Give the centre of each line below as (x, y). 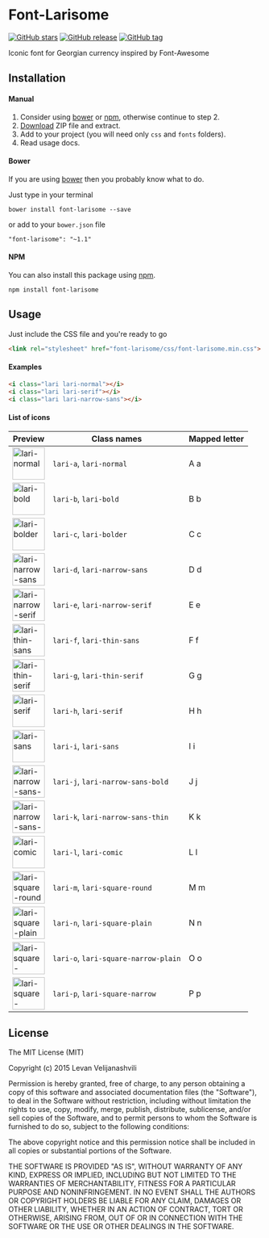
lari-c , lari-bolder (90, 534)
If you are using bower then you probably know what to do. (106, 178)
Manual (21, 99)
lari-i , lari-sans (86, 746)
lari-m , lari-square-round (102, 888)
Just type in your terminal (51, 195)
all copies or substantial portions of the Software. (90, 1151)
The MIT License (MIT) (46, 1052)
